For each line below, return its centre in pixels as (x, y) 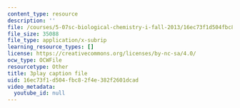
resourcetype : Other (38, 67)
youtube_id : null (40, 93)
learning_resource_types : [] (51, 47)
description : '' (31, 21)
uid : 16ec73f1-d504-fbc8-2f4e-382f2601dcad (73, 80)
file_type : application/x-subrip (57, 40)
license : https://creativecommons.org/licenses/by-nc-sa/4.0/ (102, 54)
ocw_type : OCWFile (35, 60)
